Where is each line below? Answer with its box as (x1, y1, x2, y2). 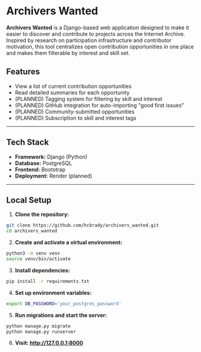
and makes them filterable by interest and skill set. (6, 49, 130, 56)
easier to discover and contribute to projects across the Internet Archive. (6, 30, 185, 37)
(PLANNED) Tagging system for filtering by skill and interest (14, 95, 163, 102)
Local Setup (6, 195, 52, 205)
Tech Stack (6, 137, 49, 148)
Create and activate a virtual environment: (14, 239, 123, 246)
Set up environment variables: (14, 289, 92, 296)
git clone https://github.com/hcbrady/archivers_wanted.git (6, 222, 160, 228)
